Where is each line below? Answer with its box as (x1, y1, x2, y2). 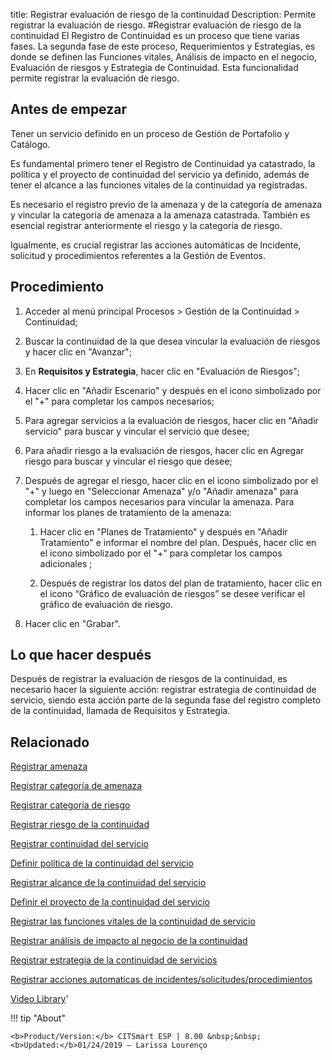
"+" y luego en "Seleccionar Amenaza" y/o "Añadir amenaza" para (24, 485, 299, 497)
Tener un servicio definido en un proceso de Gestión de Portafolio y (10, 127, 290, 139)
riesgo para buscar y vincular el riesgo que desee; (24, 455, 233, 467)
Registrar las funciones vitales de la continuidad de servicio (10, 915, 256, 928)
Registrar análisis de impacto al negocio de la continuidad (10, 935, 248, 947)
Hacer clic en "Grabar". (24, 617, 121, 629)
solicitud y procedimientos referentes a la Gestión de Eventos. (10, 249, 266, 261)
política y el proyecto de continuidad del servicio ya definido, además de (10, 168, 310, 180)
